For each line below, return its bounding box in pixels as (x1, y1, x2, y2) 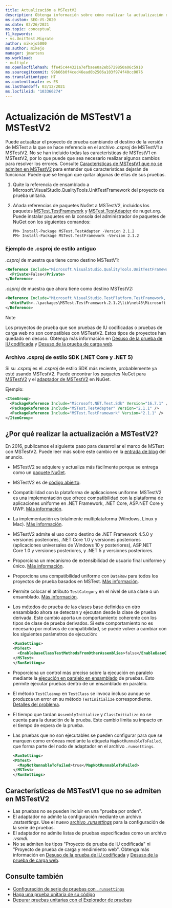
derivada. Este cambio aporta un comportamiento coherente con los (12, 615, 157, 621)
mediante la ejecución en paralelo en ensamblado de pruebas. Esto (12, 675, 155, 681)
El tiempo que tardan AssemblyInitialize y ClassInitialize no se (12, 711, 152, 717)
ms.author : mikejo (5, 46, 45, 51)
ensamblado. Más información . (12, 594, 78, 600)
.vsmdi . (12, 836, 29, 842)
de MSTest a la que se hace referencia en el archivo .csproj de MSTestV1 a (5, 144, 163, 151)
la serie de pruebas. (12, 825, 55, 831)
